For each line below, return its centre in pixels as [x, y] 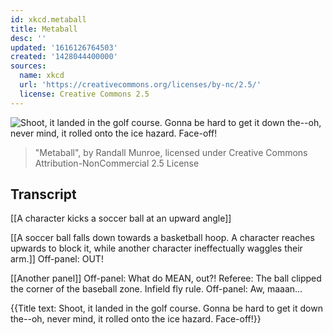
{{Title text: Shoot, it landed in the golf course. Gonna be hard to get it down [166, 308]
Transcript [43, 194]
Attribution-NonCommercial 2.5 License [117, 163]
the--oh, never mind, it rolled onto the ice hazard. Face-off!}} [136, 319]
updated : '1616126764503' [64, 47]
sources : [28, 66]
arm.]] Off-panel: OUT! [57, 259]
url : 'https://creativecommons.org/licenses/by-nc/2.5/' [140, 85]
